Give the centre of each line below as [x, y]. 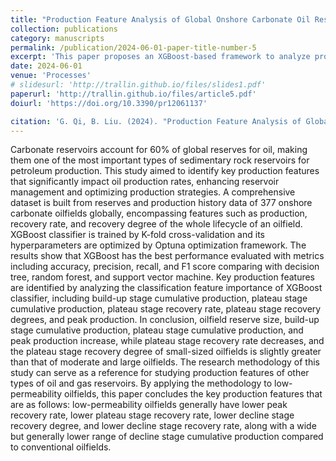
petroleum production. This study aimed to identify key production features [165, 171]
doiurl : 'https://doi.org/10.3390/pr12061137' [109, 103]
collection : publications [64, 29]
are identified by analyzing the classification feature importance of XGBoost [166, 288]
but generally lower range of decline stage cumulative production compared [167, 437]
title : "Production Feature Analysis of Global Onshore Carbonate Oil [160, 19]
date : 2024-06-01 [46, 66]
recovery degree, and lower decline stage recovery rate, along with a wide [163, 426]
